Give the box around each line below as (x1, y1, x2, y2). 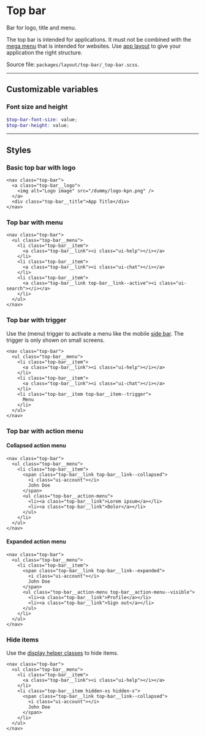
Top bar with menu (6, 218, 63, 227)
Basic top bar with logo (6, 163, 76, 172)
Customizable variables (6, 84, 99, 95)
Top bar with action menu (6, 426, 84, 435)
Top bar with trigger (6, 316, 67, 325)
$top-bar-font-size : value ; (6, 116, 78, 123)
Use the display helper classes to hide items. (6, 649, 119, 657)
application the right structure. (6, 48, 83, 56)
